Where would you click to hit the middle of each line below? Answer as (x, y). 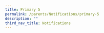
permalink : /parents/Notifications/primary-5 (52, 14)
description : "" (21, 18)
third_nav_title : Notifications (38, 23)
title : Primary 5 (23, 9)
